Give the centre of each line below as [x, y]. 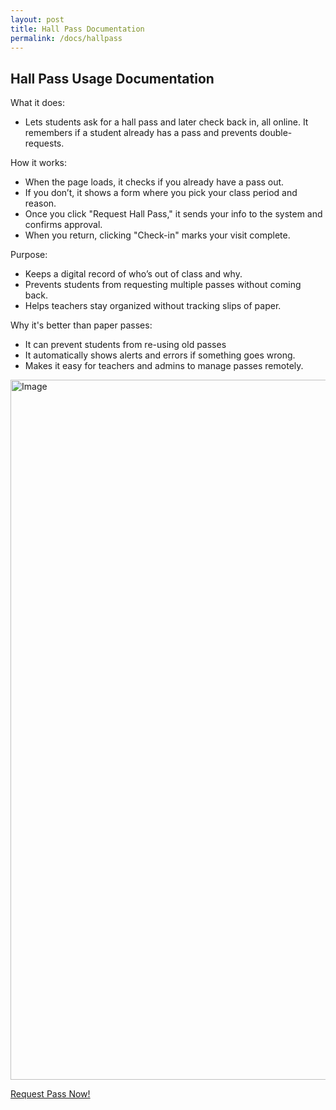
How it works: [39, 163]
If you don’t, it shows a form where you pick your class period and [161, 193]
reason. [40, 203]
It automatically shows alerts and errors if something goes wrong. [160, 355]
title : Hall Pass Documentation [77, 29]
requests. [44, 143]
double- [276, 133]
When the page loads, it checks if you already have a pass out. [154, 182]
